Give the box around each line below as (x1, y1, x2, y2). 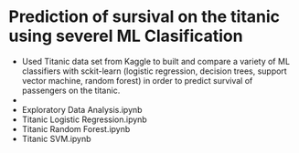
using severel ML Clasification (8, 25, 243, 46)
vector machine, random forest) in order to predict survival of (21, 75, 253, 86)
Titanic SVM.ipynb (21, 133, 92, 144)
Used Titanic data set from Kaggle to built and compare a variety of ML (21, 56, 290, 66)
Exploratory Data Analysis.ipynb (21, 104, 143, 115)
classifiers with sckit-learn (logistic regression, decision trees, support (21, 66, 287, 76)
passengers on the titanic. (21, 85, 121, 96)
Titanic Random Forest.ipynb (21, 123, 131, 134)
